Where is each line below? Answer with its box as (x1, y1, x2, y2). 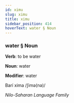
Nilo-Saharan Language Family (5, 92, 69, 98)
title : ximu (5, 16, 30, 21)
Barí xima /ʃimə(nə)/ (5, 83, 46, 89)
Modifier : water (5, 73, 37, 79)
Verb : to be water (5, 53, 41, 60)
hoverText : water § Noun (5, 26, 56, 31)
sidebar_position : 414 (5, 21, 52, 26)
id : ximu (5, 7, 23, 12)
